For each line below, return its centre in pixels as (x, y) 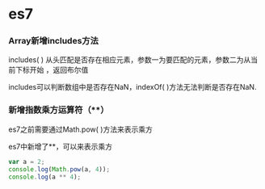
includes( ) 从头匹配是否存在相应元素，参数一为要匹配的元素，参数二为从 (130, 60)
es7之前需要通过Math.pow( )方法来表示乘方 (81, 129)
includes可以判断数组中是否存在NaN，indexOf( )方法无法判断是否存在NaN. (132, 87)
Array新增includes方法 (54, 41)
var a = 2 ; (27, 162)
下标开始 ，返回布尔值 (52, 70)
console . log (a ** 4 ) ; (45, 177)
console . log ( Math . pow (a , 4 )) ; (59, 169)
